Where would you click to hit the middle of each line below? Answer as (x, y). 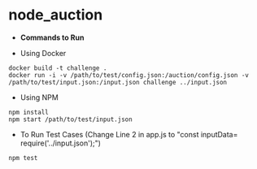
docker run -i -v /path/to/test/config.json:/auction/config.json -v (129, 75)
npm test (23, 158)
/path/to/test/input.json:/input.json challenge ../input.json (118, 82)
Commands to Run (52, 37)
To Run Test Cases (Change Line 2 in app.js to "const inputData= (129, 134)
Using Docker (43, 53)
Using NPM (39, 97)
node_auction (56, 15)
